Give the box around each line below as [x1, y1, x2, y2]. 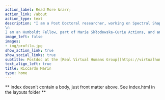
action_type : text [5, 16, 43, 21]
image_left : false [5, 35, 43, 40]
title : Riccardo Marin [5, 66, 52, 71]
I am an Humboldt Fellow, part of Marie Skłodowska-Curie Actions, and [5, 30, 155, 35]
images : [5, 39, 21, 44]
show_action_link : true [5, 48, 54, 53]
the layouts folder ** [5, 89, 46, 95]
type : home [5, 71, 27, 76]
